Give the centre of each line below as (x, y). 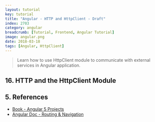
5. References (27, 97)
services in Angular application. (48, 65)
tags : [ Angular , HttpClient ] (35, 46)
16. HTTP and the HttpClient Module (60, 81)
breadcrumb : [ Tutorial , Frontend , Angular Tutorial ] (60, 32)
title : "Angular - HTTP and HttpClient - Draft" (55, 19)
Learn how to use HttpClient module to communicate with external (84, 60)
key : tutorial (19, 14)
